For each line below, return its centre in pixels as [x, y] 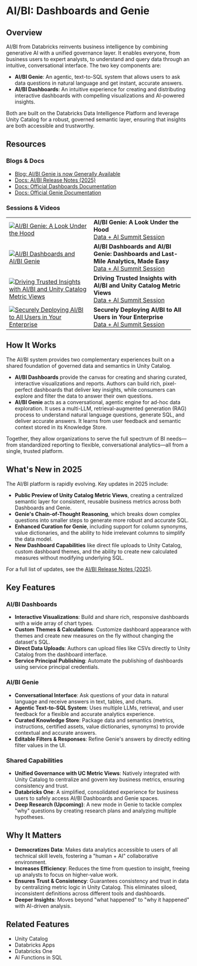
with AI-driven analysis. [43, 906]
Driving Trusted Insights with [135, 278]
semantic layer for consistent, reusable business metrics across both [98, 501]
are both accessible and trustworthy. [50, 126]
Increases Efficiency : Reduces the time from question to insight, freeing [102, 868]
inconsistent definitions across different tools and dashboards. [90, 893]
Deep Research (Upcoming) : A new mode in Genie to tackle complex [98, 804]
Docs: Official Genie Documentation [58, 192]
